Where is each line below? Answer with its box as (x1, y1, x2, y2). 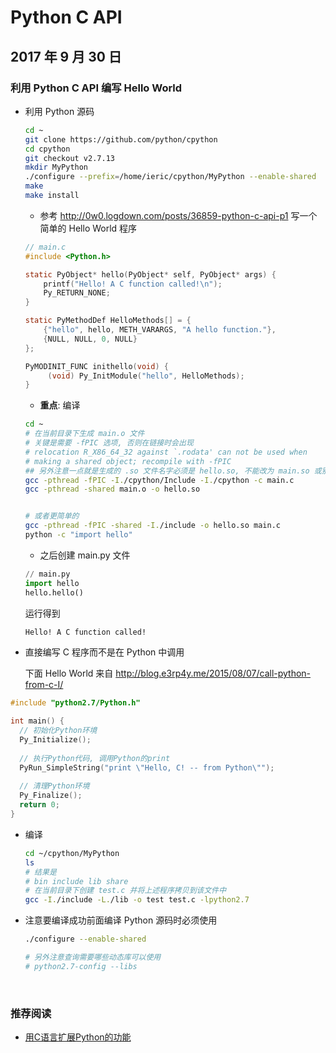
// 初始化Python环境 (19, 726, 98, 736)
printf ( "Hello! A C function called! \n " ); (43, 279, 223, 289)
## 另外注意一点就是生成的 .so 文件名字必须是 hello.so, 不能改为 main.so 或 (24, 466, 322, 476)
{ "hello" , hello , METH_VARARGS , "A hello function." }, (43, 325, 277, 335)
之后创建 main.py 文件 (39, 549, 131, 561)
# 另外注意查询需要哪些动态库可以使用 (24, 952, 162, 962)
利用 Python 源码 (24, 105, 95, 117)
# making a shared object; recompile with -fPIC (24, 456, 232, 466)
